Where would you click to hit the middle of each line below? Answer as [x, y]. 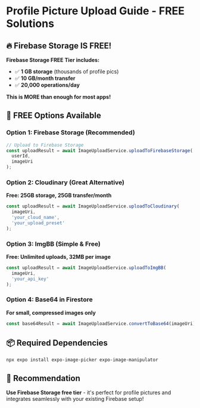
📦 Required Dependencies [57, 343]
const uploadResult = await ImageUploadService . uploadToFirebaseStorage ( [100, 150]
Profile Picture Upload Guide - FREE [96, 11]
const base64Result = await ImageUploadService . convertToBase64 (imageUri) [101, 323]
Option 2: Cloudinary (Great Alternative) [65, 182]
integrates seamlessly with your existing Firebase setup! [75, 399]
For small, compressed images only [51, 313]
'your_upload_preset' [38, 223]
